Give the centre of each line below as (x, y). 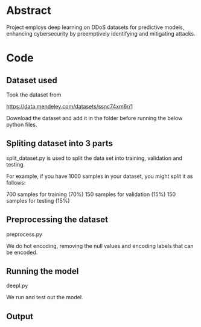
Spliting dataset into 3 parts (59, 143)
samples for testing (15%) (38, 200)
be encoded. (22, 252)
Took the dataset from (34, 95)
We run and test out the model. (45, 297)
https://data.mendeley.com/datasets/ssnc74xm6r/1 (69, 106)
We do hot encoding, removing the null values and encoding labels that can (100, 246)
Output (20, 316)
